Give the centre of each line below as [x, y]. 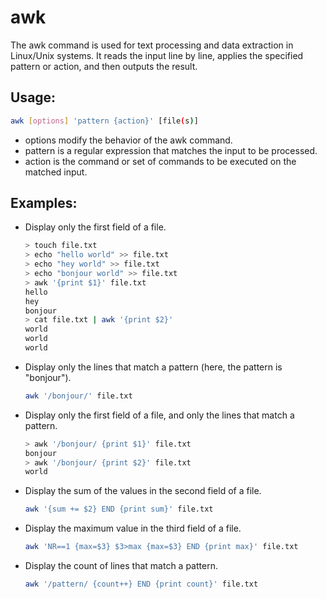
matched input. [56, 172]
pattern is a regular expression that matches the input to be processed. [171, 150]
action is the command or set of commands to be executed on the [160, 161]
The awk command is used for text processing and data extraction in [152, 45]
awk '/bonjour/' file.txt [78, 396]
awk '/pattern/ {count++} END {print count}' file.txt [141, 584]
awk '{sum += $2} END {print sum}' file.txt [119, 509]
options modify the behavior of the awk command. [128, 140]
